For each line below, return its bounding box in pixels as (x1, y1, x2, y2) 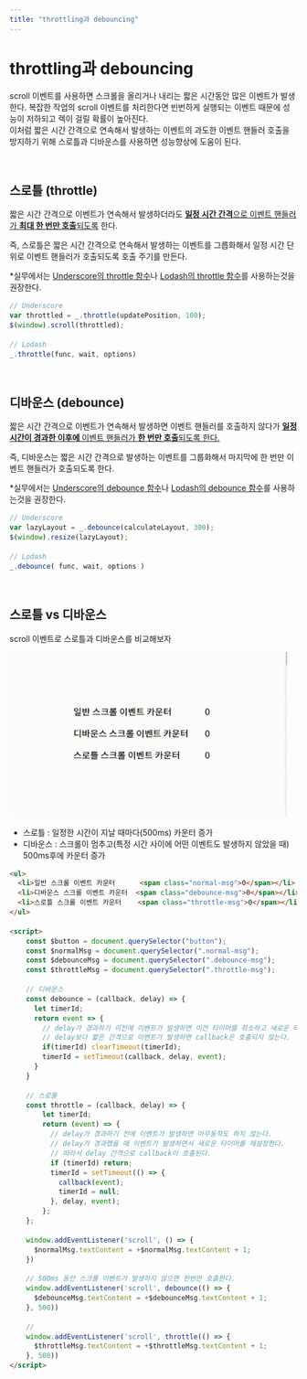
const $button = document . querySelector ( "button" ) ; (26, 936, 227, 946)
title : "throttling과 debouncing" (9, 15, 139, 24)
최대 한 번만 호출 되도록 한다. (18, 220, 119, 231)
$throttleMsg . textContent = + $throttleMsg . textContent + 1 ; (33, 1342, 268, 1351)
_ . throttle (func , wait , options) (9, 349, 137, 358)
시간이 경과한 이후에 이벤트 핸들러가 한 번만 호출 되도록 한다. (9, 433, 220, 444)
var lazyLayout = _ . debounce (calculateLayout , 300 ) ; (9, 523, 215, 532)
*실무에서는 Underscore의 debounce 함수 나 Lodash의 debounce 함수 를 (9, 483, 271, 494)
